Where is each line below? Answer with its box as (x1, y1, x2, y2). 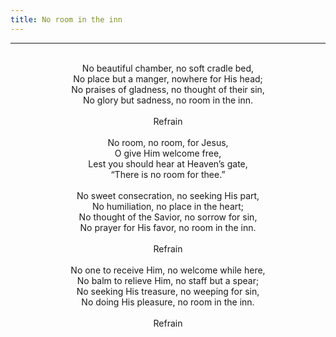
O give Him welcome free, (114, 147, 222, 159)
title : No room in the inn (10, 14, 123, 25)
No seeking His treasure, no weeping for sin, (76, 285, 260, 297)
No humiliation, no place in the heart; (91, 200, 245, 212)
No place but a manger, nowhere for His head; (73, 72, 263, 85)
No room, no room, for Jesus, (107, 136, 229, 148)
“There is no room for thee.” (110, 168, 226, 180)
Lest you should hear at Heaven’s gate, (88, 157, 248, 170)
